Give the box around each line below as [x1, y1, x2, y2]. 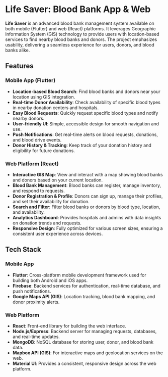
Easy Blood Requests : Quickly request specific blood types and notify [12, 110, 158, 116]
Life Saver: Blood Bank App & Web [5, 4, 151, 15]
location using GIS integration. [12, 93, 75, 100]
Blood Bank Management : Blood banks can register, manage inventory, [12, 182, 161, 188]
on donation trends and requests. [12, 220, 82, 226]
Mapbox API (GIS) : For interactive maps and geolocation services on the [12, 350, 163, 356]
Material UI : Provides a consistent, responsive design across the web [12, 360, 157, 366]
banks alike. [5, 47, 30, 53]
